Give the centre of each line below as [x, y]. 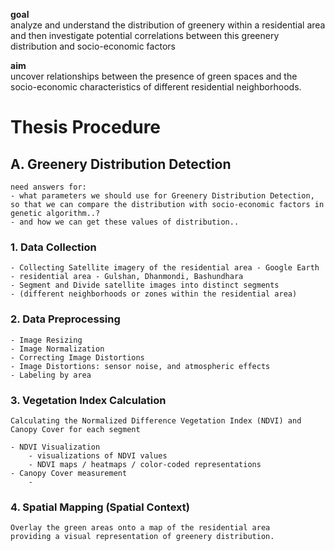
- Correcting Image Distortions [77, 357]
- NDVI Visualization [55, 447]
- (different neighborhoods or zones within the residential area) [154, 294]
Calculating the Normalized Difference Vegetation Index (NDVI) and [156, 420]
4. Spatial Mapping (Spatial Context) [100, 507]
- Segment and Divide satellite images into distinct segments [145, 285]
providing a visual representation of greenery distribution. [142, 537]
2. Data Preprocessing [65, 319]
